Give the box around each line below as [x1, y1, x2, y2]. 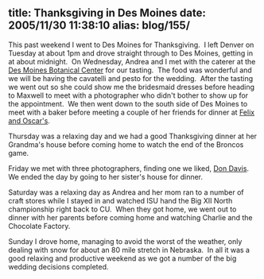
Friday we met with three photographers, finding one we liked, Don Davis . [8, 163, 249, 173]
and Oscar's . [8, 115, 50, 126]
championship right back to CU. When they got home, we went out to [8, 204, 237, 214]
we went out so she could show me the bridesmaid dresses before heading [8, 82, 255, 91]
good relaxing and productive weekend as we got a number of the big [8, 254, 237, 263]
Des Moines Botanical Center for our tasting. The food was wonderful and [8, 65, 252, 75]
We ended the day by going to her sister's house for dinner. [8, 172, 204, 181]
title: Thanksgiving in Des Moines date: [8, 6, 207, 20]
